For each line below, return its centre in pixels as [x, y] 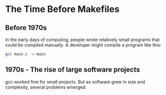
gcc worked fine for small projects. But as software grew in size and [75, 81]
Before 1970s [26, 28]
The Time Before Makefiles [62, 9]
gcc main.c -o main [25, 54]
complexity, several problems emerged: [46, 87]
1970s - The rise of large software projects [72, 70]
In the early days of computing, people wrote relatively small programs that [82, 39]
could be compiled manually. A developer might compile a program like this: [83, 45]
